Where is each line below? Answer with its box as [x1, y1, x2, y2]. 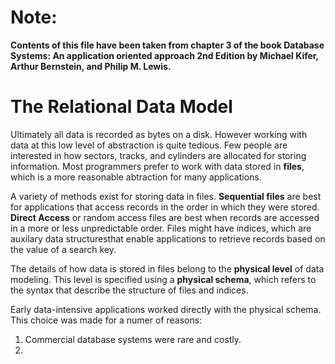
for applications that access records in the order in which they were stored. [10, 201, 320, 213]
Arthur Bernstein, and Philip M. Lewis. [10, 60, 172, 72]
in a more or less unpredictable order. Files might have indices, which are [10, 222, 312, 234]
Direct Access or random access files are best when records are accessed [10, 211, 320, 223]
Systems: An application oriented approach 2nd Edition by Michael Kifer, [10, 49, 319, 61]
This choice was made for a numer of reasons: [10, 314, 203, 326]
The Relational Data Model [10, 96, 233, 118]
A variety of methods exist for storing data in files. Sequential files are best [10, 190, 322, 202]
